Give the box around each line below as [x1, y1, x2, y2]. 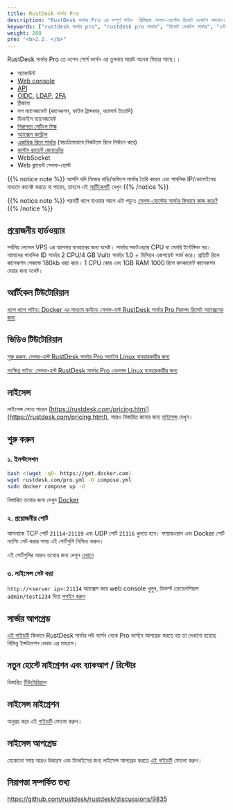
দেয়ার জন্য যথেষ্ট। [7, 266, 44, 274]
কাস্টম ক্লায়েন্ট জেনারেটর [17, 146, 64, 154]
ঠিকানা [17, 99, 30, 108]
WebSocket [17, 154, 51, 162]
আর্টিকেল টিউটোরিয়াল [7, 287, 69, 299]
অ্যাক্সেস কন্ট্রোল [17, 130, 48, 139]
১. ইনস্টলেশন [7, 454, 38, 464]
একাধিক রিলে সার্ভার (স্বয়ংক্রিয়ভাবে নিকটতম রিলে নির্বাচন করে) [17, 138, 137, 147]
